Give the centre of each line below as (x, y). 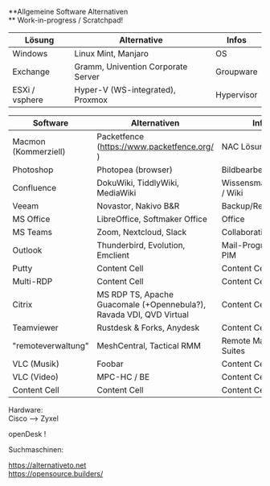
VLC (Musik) (36, 364)
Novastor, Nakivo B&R (138, 206)
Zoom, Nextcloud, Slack (142, 232)
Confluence (35, 188)
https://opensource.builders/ (56, 474)
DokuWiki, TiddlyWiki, (138, 183)
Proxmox (91, 100)
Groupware (237, 72)
